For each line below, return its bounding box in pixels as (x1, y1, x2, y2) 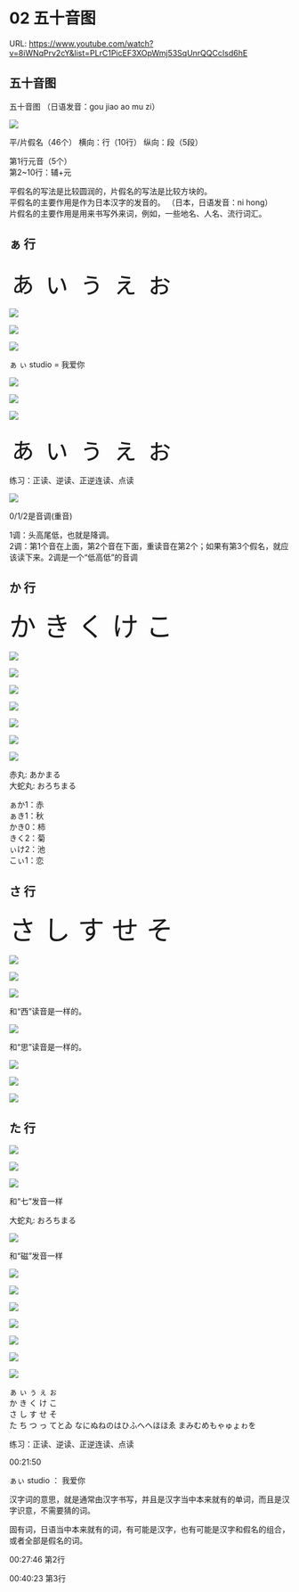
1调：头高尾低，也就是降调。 (9, 529, 114, 540)
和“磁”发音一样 (9, 1251, 64, 1261)
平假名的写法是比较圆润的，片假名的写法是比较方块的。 (9, 185, 212, 196)
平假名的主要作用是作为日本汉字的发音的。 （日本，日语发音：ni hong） (9, 197, 273, 208)
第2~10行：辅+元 (9, 167, 72, 177)
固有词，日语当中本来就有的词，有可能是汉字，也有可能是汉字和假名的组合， (9, 1524, 290, 1534)
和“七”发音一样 (9, 1196, 64, 1206)
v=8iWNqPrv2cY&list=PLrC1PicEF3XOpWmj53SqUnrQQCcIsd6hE (9, 47, 248, 58)
